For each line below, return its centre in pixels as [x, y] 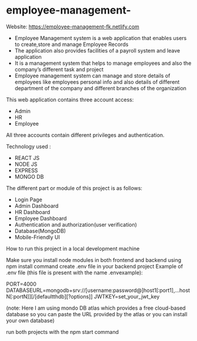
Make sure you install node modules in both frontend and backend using [94, 260]
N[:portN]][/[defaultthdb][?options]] [49, 296]
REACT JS [27, 158]
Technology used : [29, 146]
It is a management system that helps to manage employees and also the [103, 63]
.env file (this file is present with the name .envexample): [74, 273]
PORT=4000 [21, 284]
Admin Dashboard [36, 206]
